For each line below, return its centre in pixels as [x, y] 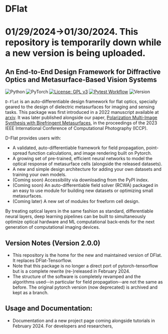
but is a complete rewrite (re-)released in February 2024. [71, 271]
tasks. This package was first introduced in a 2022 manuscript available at [82, 112]
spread [20, 153]
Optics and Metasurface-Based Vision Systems [81, 79]
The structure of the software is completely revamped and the [77, 277]
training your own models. [39, 175]
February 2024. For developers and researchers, [63, 326]
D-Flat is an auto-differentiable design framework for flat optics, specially [81, 102]
